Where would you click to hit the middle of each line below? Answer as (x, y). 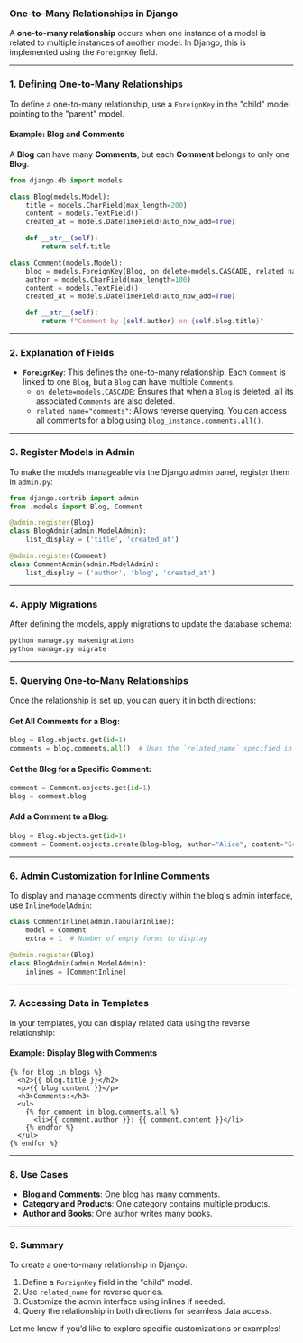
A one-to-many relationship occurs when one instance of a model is (138, 33)
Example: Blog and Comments (67, 135)
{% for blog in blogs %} (56, 1072)
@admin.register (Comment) (58, 556)
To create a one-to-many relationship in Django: (98, 1265)
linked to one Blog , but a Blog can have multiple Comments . (129, 382)
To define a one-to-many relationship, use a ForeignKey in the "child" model (150, 104)
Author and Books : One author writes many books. (118, 1214)
